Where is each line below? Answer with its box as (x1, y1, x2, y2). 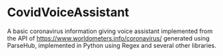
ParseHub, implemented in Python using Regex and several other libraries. (7, 41, 217, 49)
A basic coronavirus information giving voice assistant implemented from (7, 27, 213, 35)
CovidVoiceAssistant (7, 5, 130, 20)
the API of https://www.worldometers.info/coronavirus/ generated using (7, 34, 210, 42)
